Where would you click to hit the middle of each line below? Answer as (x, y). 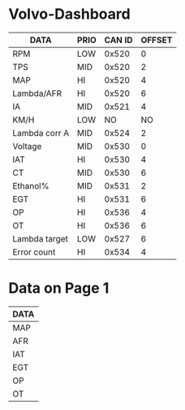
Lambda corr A (41, 133)
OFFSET (157, 40)
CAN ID (118, 40)
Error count (34, 251)
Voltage (27, 146)
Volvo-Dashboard (70, 14)
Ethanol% (31, 185)
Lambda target (41, 238)
